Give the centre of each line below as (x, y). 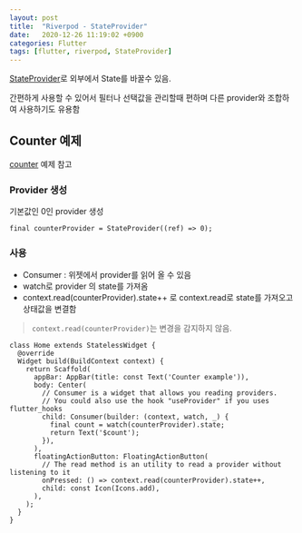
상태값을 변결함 (49, 309)
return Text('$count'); (95, 432)
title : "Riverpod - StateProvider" (78, 26)
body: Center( (60, 385)
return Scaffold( (58, 369)
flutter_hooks (36, 409)
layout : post (34, 18)
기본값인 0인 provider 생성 (57, 212)
